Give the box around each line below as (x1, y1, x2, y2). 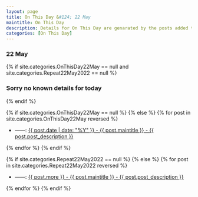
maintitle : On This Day (6, 19, 65, 25)
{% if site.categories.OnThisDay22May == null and (6, 63, 129, 71)
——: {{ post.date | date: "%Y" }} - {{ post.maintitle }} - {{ (14, 126, 154, 133)
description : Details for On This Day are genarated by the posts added (6, 25, 189, 31)
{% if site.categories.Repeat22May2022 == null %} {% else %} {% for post (6, 155, 189, 162)
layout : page (6, 8, 38, 15)
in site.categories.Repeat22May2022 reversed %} (6, 162, 128, 169)
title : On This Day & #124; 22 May (6, 14, 91, 20)
